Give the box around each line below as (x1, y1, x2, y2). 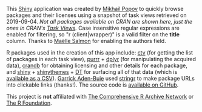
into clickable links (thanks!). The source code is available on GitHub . (6, 81, 179, 88)
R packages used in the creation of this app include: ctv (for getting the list (6, 49, 193, 56)
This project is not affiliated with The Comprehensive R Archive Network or (6, 93, 194, 100)
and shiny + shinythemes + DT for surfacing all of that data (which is (6, 68, 178, 75)
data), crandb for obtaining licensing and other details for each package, (6, 62, 188, 69)
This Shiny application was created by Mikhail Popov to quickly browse (6, 5, 184, 12)
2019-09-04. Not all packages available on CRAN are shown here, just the (6, 18, 193, 25)
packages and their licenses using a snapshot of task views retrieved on (6, 12, 187, 19)
